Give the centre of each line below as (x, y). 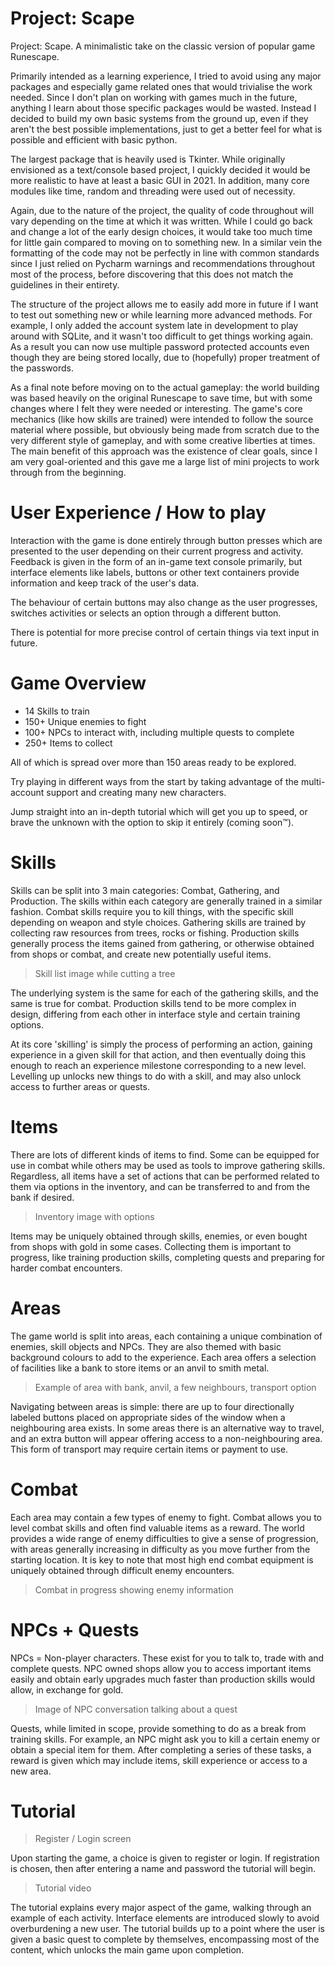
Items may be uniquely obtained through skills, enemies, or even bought (159, 1236)
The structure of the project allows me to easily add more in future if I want (164, 304)
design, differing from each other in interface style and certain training (155, 1014)
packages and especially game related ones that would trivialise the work (161, 86)
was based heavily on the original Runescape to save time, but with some (161, 398)
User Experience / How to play (138, 513)
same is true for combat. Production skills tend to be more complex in (153, 1003)
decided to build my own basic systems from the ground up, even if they (159, 118)
